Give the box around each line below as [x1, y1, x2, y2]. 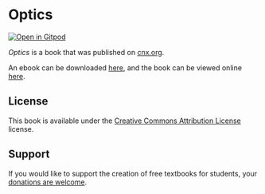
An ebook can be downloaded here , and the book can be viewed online [8, 62, 243, 73]
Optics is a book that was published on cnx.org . [8, 47, 165, 57]
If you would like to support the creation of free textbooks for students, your [8, 168, 257, 178]
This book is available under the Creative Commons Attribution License [8, 116, 241, 125]
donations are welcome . [8, 177, 88, 187]
